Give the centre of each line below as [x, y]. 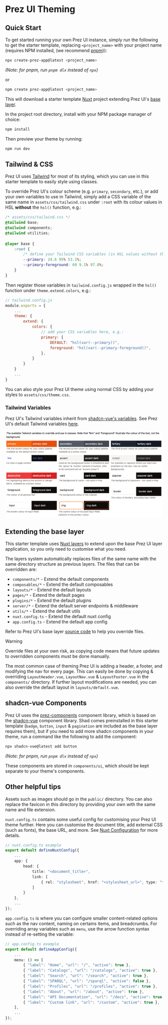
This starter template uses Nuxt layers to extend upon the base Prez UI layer [84, 544]
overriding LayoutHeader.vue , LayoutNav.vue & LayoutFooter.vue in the [77, 677]
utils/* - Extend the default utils [46, 611]
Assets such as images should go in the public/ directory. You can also [79, 799]
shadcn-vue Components [46, 703]
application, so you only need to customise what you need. [66, 549]
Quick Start [23, 28]
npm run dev [17, 149]
